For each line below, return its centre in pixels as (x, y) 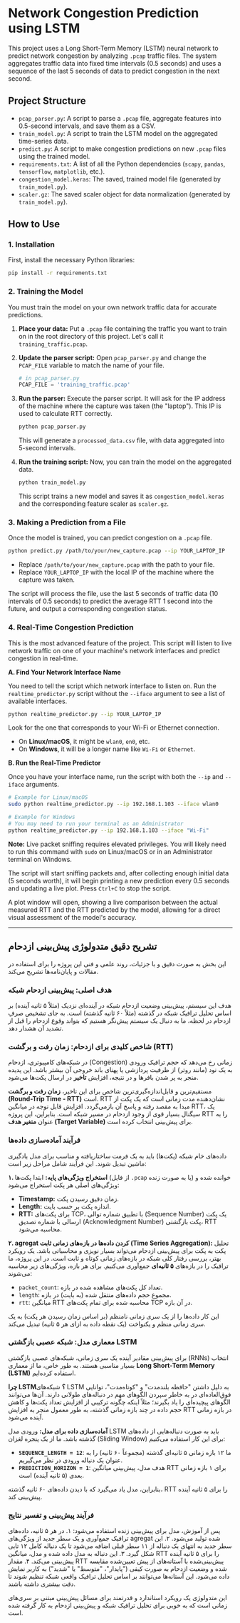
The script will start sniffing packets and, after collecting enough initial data (119, 873)
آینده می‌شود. (26, 1417)
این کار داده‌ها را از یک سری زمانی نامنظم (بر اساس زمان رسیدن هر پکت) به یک (114, 1316)
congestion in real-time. (43, 658)
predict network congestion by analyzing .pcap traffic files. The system (112, 56)
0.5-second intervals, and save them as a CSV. (87, 126)
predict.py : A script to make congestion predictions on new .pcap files (122, 149)
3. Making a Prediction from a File (67, 522)
